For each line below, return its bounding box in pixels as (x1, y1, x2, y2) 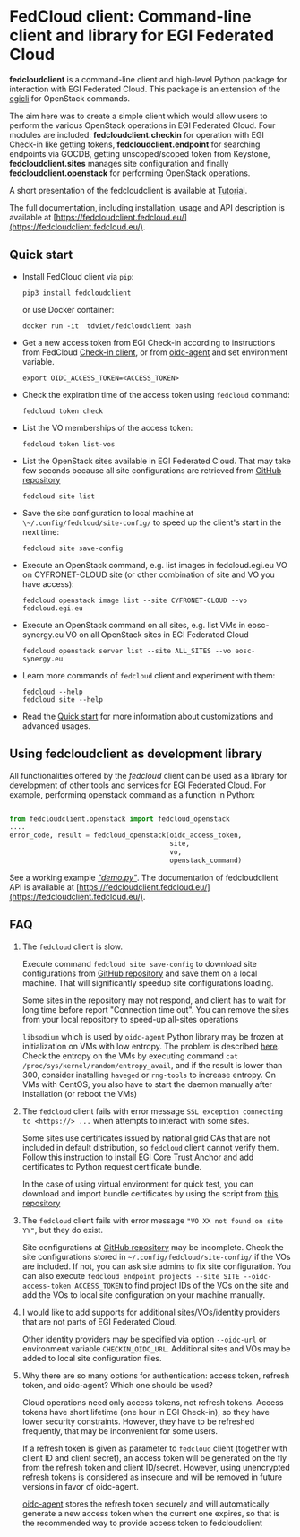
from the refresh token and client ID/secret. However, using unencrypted (21, 1462, 291, 1472)
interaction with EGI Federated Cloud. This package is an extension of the (9, 83, 281, 94)
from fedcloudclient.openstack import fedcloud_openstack (9, 814, 230, 824)
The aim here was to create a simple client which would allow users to (9, 110, 268, 121)
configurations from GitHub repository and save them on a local (21, 968, 258, 979)
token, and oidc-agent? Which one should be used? (21, 1379, 213, 1390)
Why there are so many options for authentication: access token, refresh (21, 1369, 290, 1381)
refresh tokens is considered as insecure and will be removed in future (21, 1472, 283, 1482)
